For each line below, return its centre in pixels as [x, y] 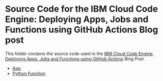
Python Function [29, 73]
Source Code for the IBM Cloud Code [81, 9]
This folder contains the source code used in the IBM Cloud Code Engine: [79, 53]
